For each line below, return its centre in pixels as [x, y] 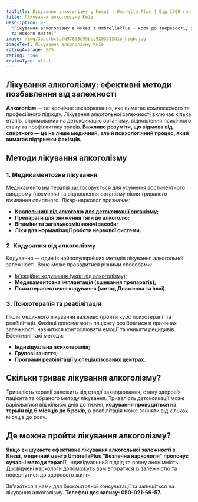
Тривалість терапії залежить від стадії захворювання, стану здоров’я [93, 392]
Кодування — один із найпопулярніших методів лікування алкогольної [95, 258]
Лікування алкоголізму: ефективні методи [89, 85]
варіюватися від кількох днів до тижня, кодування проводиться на [91, 405]
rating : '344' [24, 55]
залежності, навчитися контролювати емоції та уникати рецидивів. [91, 329]
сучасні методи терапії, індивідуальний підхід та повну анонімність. [93, 463]
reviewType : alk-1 [29, 61]
